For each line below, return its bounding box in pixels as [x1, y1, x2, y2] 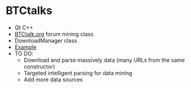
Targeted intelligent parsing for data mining [23, 69, 132, 76]
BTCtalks [5, 4, 52, 18]
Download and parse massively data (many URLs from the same [23, 56, 186, 64]
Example [14, 43, 37, 51]
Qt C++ [14, 24, 34, 31]
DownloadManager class [14, 37, 77, 44]
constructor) [23, 62, 56, 70]
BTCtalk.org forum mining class [14, 30, 94, 37]
